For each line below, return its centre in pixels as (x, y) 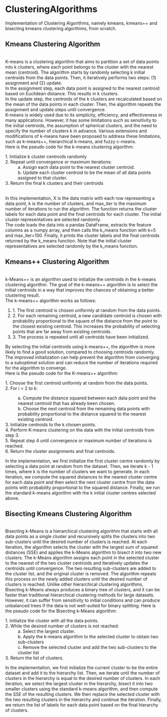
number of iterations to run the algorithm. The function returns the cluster (81, 208)
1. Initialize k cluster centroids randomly (46, 156)
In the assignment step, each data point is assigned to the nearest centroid (82, 88)
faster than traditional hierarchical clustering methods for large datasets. (80, 595)
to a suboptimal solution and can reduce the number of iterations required (81, 362)
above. (12, 498)
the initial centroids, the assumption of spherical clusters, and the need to (81, 125)
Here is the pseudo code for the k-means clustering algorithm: (70, 147)
